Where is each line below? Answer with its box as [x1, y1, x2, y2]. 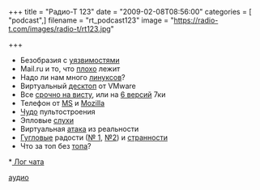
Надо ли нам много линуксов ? [19, 73, 126, 82]
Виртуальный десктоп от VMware [19, 81, 136, 91]
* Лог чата [8, 157, 45, 167]
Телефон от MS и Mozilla [19, 99, 105, 108]
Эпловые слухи [19, 116, 75, 125]
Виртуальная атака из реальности [19, 125, 139, 133]
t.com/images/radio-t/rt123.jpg [8, 24, 111, 33]
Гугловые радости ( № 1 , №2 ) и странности [19, 133, 168, 142]
